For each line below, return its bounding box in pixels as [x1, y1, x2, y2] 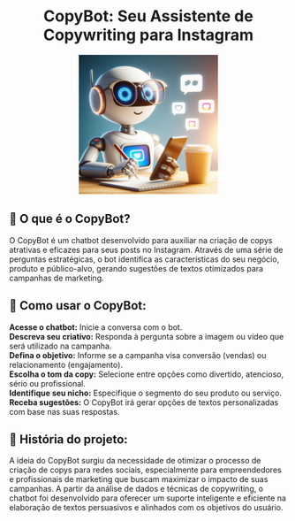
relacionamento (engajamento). [9, 359, 124, 370]
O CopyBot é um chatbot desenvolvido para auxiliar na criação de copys [9, 234, 273, 245]
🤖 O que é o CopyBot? [9, 211, 131, 226]
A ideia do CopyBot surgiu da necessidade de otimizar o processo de [9, 456, 261, 466]
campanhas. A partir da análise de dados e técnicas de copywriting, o [9, 484, 263, 494]
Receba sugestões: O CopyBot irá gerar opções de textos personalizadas [9, 396, 279, 408]
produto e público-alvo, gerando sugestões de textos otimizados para [9, 263, 263, 273]
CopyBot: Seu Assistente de [43, 6, 253, 27]
